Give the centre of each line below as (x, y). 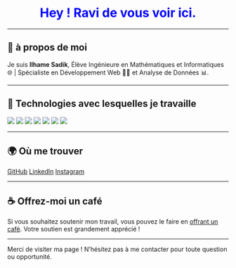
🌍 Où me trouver (45, 151)
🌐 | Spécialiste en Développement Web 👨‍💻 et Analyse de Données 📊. (108, 72)
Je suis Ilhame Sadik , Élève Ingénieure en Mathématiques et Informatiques (116, 64)
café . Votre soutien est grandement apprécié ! (74, 229)
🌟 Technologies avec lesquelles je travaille (102, 104)
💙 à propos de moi (47, 47)
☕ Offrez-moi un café (55, 201)
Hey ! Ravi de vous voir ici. (118, 13)
